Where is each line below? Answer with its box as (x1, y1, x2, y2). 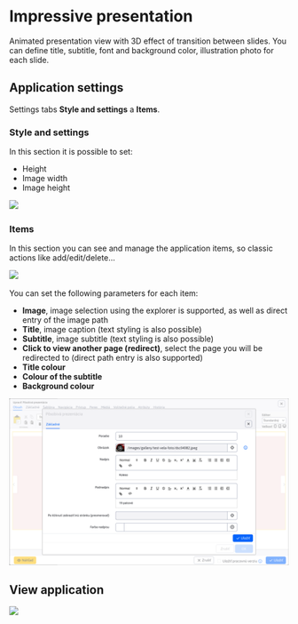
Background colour (21, 380, 95, 392)
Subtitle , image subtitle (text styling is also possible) (21, 333, 215, 344)
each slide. (9, 54, 50, 65)
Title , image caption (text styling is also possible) (21, 324, 202, 335)
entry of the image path (21, 315, 109, 325)
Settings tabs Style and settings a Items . (9, 104, 161, 115)
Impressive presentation (9, 6, 193, 27)
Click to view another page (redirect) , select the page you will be (21, 343, 263, 354)
